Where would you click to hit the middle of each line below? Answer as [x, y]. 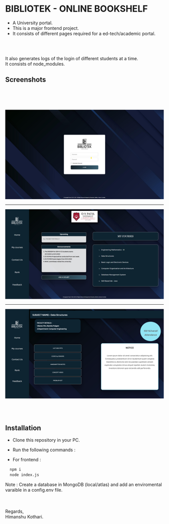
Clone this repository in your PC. [46, 440]
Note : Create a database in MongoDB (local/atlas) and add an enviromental [83, 484]
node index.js [24, 475]
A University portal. [32, 23]
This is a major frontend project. [46, 28]
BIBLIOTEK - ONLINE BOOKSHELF [77, 9]
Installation [23, 428]
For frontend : [27, 460]
